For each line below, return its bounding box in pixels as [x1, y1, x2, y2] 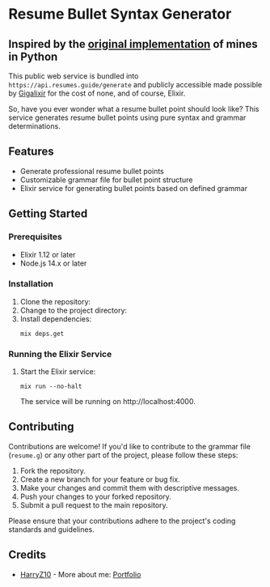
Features [8, 145, 54, 159]
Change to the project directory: [19, 305, 128, 315]
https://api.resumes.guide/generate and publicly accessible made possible [8, 80, 263, 89]
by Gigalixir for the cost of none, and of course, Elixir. [8, 88, 186, 98]
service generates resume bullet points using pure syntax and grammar [8, 113, 247, 122]
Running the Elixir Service [8, 348, 112, 359]
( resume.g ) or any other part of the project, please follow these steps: [8, 450, 238, 460]
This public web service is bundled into [8, 71, 139, 81]
